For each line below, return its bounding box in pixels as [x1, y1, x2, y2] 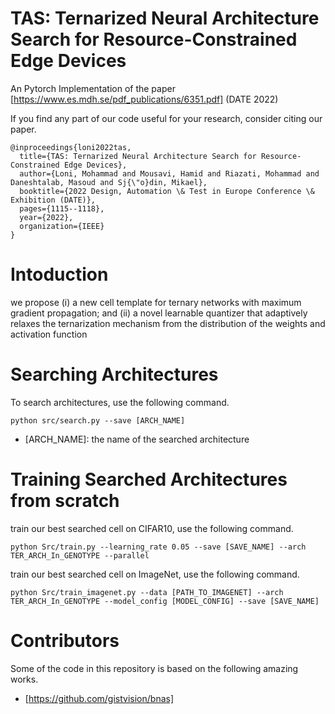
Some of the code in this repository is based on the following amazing [10, 662, 299, 674]
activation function [10, 328, 88, 340]
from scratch [10, 490, 120, 512]
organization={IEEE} [19, 221, 105, 231]
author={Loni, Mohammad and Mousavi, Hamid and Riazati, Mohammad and [19, 168, 320, 179]
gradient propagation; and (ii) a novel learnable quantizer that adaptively [10, 307, 308, 319]
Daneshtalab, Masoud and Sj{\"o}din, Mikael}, [10, 177, 208, 187]
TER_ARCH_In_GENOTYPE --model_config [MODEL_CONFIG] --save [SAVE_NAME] [10, 596, 320, 606]
